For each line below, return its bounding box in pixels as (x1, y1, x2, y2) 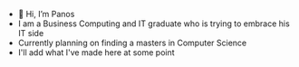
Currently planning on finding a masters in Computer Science (17, 37, 247, 48)
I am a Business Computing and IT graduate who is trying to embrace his (17, 18, 290, 29)
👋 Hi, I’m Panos (17, 9, 75, 19)
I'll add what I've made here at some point (17, 47, 175, 58)
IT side (17, 28, 44, 38)
